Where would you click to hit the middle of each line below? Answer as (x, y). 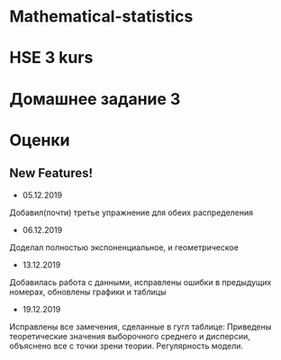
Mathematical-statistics (101, 17)
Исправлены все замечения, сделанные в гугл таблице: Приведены (140, 327)
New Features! (51, 173)
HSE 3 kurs (51, 58)
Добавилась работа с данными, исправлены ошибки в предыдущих (140, 282)
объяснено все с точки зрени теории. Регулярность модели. (127, 346)
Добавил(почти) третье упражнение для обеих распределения (131, 212)
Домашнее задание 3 (95, 99)
